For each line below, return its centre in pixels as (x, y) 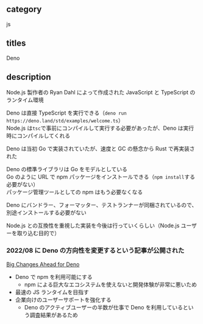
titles (16, 44)
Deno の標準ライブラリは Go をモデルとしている (67, 169)
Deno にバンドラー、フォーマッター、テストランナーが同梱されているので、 (102, 205)
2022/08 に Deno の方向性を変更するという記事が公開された (95, 250)
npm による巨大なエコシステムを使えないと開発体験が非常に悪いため (110, 284)
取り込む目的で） (38, 233)
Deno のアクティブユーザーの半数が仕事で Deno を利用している (104, 307)
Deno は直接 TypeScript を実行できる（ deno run (66, 113)
